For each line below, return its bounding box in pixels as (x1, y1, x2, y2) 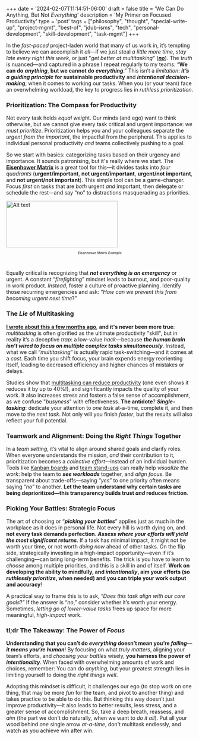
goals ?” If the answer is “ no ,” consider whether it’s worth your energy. (6, 599, 178, 606)
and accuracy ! (6, 581, 43, 588)
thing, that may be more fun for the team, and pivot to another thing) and (6, 689, 184, 697)
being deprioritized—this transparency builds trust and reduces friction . (6, 489, 188, 496)
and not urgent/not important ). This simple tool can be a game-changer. (6, 177, 185, 184)
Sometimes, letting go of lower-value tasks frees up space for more (6, 605, 172, 612)
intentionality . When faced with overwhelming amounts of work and (6, 659, 174, 666)
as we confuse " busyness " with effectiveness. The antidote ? (6, 398, 156, 405)
